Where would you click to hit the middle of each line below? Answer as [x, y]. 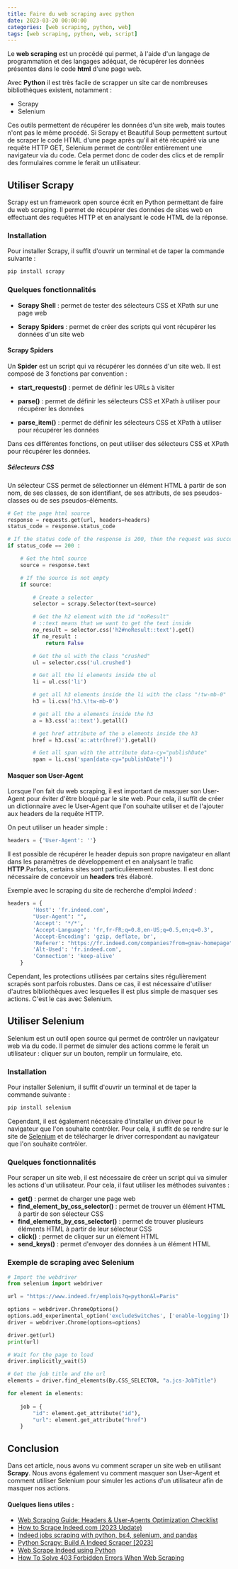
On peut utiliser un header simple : [58, 827]
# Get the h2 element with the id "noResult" [101, 617]
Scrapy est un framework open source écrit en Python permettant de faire [115, 202]
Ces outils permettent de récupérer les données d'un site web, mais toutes [116, 125]
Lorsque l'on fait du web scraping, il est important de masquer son [104, 791]
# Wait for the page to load [50, 1355]
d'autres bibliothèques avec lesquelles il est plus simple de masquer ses [113, 992]
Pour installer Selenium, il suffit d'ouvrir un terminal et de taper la [102, 1087]
